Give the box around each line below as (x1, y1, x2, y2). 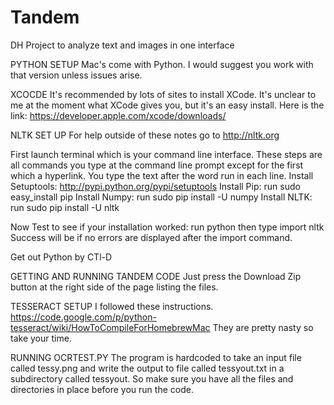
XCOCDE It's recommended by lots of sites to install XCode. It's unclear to (10, 88, 317, 100)
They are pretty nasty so (212, 321, 314, 333)
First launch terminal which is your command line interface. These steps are (10, 148, 323, 160)
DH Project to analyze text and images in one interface (10, 39, 235, 51)
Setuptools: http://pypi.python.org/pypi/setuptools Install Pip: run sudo (10, 180, 301, 192)
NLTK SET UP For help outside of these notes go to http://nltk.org (10, 129, 280, 141)
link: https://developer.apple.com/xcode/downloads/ (10, 109, 227, 121)
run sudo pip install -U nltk (10, 201, 120, 213)
